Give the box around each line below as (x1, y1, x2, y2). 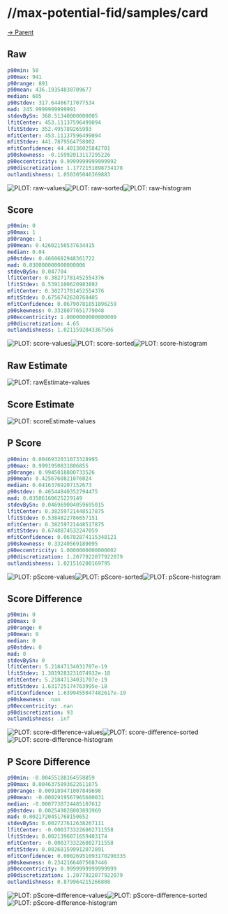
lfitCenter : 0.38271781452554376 (7, 274, 105, 281)
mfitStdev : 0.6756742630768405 (7, 294, 98, 302)
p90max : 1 (7, 229, 36, 236)
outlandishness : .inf (7, 715, 70, 722)
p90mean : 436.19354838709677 (7, 86, 92, 94)
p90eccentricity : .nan (7, 702, 73, 710)
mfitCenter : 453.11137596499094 (7, 132, 101, 139)
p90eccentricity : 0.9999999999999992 (7, 158, 117, 165)
